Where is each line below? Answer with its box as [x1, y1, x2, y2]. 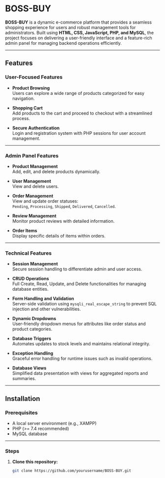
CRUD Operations [12, 276, 49, 282]
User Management [12, 178, 52, 184]
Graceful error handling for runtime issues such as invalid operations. [12, 356, 153, 361]
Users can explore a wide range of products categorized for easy [12, 90, 145, 96]
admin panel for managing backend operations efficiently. [5, 40, 122, 46]
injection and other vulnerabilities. [12, 306, 81, 312]
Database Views [12, 365, 47, 371]
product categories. [12, 326, 53, 332]
